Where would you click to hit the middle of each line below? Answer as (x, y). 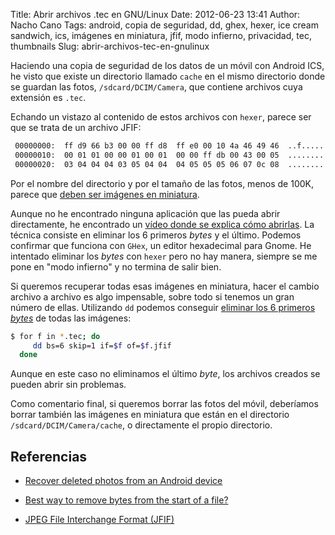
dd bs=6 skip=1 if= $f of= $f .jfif (102, 345)
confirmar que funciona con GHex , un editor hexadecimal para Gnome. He (161, 245)
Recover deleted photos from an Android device (123, 481)
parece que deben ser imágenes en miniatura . (105, 194)
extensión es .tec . (48, 97)
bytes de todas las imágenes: (71, 318)
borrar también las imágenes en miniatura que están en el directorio (150, 415)
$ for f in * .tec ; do (55, 336)
